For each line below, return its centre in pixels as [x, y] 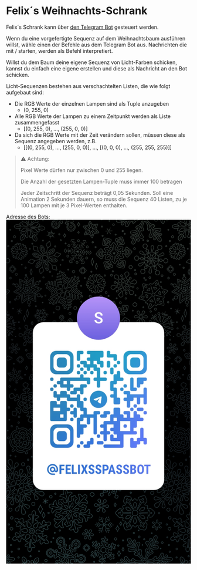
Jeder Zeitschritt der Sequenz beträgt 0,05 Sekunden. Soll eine [97, 193]
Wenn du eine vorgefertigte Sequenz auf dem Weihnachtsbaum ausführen [96, 38]
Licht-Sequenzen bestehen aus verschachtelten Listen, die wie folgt [88, 86]
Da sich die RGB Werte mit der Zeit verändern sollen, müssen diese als [100, 135]
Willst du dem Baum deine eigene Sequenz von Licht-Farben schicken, [91, 62]
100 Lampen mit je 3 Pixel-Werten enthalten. [74, 205]
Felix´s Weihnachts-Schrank [77, 11]
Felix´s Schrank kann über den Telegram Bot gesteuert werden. [82, 27]
